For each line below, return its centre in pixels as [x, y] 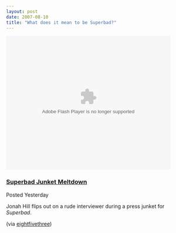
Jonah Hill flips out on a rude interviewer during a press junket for [85, 206]
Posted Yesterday [27, 195]
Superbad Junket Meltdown [47, 182]
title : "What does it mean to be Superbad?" [61, 22]
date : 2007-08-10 [27, 17]
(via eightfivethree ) [29, 224]
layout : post [22, 11]
